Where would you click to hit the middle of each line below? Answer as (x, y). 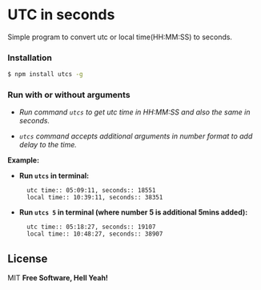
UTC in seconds (61, 15)
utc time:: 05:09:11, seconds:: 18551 (91, 191)
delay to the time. (48, 145)
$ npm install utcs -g (45, 75)
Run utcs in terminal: (54, 176)
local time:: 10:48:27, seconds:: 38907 (95, 234)
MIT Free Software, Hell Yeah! (58, 278)
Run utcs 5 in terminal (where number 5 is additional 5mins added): (133, 212)
